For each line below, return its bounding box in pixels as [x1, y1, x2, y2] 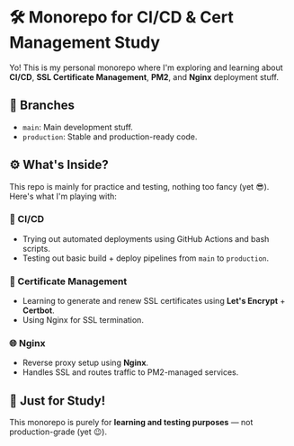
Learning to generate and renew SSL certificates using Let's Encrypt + [22, 296, 286, 307]
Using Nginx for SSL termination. [22, 315, 144, 326]
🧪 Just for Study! [9, 393, 106, 408]
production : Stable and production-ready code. [22, 131, 198, 142]
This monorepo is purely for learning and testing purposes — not [9, 417, 254, 428]
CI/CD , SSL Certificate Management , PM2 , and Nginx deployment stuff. [9, 71, 279, 82]
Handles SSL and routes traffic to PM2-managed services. [22, 367, 239, 378]
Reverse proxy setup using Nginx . [22, 357, 149, 369]
